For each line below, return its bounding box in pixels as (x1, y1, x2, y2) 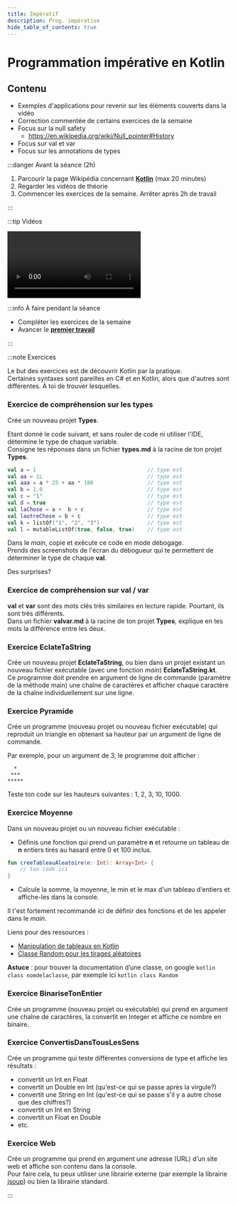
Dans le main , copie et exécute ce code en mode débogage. (7, 538, 184, 547)
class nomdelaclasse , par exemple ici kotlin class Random (7, 971, 179, 979)
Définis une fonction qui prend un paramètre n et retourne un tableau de (17, 838, 229, 846)
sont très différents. (7, 609, 65, 617)
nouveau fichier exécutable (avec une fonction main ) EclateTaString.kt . (7, 666, 218, 674)
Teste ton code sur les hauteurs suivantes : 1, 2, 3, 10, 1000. (7, 790, 182, 798)
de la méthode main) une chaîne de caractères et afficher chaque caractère (7, 681, 229, 689)
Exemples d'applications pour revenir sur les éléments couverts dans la (17, 101, 227, 110)
